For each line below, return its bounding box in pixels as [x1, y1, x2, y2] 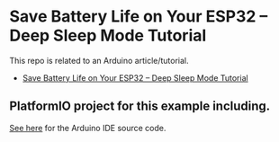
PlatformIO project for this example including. [9, 99, 271, 114]
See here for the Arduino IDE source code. [9, 122, 166, 133]
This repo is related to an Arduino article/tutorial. [9, 55, 189, 66]
